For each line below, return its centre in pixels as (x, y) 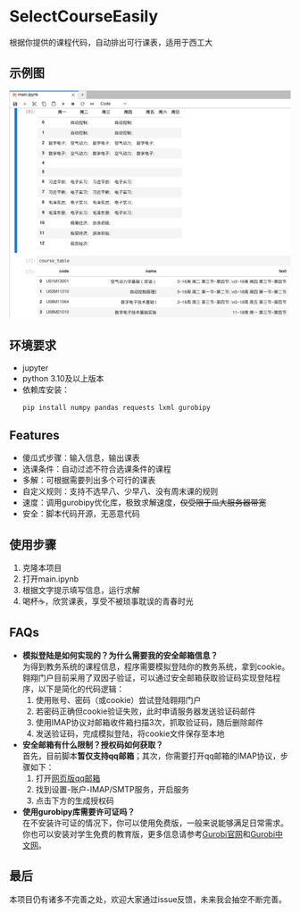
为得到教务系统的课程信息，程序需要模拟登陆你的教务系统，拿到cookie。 (156, 666)
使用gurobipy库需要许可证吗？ (79, 811)
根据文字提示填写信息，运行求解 (81, 591)
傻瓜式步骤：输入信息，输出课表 (81, 458)
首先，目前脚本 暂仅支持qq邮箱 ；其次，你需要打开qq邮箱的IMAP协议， (151, 756)
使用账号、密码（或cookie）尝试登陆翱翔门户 (118, 699)
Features (34, 435)
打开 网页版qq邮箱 (68, 778)
